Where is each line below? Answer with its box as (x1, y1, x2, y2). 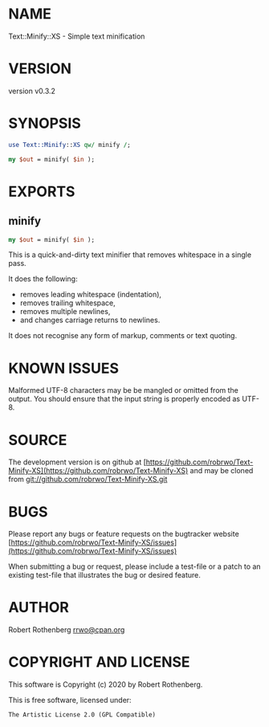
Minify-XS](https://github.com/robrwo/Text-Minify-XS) (8, 466, 189, 476)
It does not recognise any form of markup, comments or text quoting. (8, 331, 238, 341)
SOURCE (8, 431, 67, 449)
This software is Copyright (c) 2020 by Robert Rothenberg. (8, 680, 203, 689)
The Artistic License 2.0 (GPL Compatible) (8, 711, 157, 719)
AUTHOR (8, 598, 70, 617)
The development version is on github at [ (8, 457, 147, 467)
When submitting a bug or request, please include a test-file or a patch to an (8, 562, 261, 571)
